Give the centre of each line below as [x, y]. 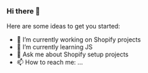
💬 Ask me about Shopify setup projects [73, 54]
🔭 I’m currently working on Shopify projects [79, 40]
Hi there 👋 [24, 11]
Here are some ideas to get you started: [64, 26]
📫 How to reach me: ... [50, 63]
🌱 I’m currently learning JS [55, 47]
